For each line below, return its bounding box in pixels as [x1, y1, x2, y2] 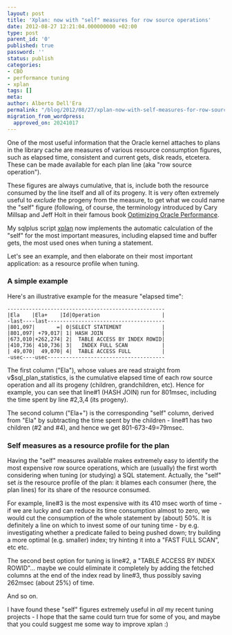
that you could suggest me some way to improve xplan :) [7, 620, 169, 629]
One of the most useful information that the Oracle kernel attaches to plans [7, 138, 221, 146]
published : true [7, 42, 54, 49]
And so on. [7, 592, 38, 600]
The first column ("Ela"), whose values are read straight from [7, 366, 181, 374]
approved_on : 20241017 [13, 119, 79, 126]
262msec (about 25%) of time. [7, 578, 95, 587]
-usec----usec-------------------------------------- [7, 354, 166, 361]
